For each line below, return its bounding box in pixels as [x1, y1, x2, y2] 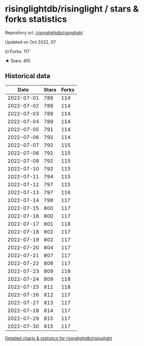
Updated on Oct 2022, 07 [5, 39, 56, 45]
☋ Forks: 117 [5, 48, 30, 54]
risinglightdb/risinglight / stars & [5, 3, 139, 15]
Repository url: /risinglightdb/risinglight [5, 30, 83, 35]
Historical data [5, 72, 50, 80]
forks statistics [5, 14, 67, 25]
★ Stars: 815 [5, 58, 31, 63]
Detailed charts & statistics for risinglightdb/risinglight [5, 335, 112, 341]
